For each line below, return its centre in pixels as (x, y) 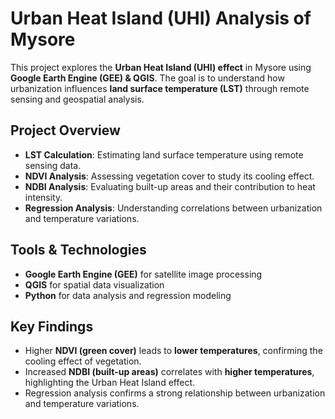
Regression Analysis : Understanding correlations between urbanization (173, 208)
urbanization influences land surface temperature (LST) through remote (160, 88)
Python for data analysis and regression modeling (128, 295)
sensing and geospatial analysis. (77, 99)
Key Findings (52, 326)
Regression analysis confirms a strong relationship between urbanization (175, 393)
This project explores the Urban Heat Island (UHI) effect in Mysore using (161, 67)
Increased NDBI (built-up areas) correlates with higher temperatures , (169, 372)
